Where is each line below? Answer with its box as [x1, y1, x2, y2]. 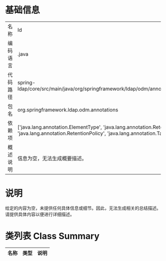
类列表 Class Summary [5, 231, 100, 242]
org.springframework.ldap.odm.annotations [17, 106, 119, 113]
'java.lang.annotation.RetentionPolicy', [17, 130, 106, 137]
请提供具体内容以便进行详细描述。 [5, 211, 75, 217]
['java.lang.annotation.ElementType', [17, 123, 102, 130]
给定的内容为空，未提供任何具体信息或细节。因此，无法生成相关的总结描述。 [5, 205, 161, 211]
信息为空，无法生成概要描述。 [17, 155, 87, 161]
